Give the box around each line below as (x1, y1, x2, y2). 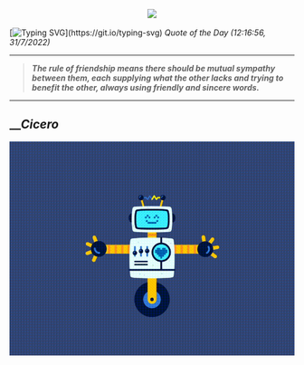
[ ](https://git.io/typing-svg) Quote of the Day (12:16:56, (9, 27, 267, 38)
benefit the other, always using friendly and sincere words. (31, 82, 260, 92)
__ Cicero (9, 117, 59, 132)
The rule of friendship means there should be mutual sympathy (31, 63, 276, 73)
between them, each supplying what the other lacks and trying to (31, 72, 284, 83)
